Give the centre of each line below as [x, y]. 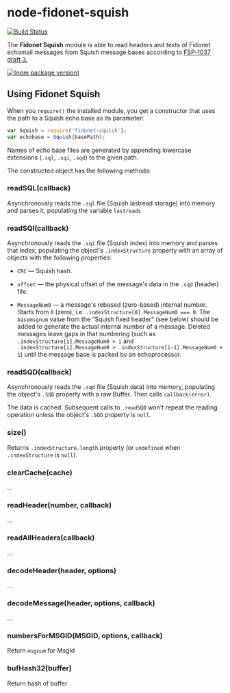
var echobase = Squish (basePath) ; [56, 137]
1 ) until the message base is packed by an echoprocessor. [99, 355]
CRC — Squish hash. [44, 271]
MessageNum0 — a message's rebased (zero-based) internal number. [112, 305]
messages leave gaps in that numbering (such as [86, 334]
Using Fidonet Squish [54, 94]
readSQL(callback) [39, 188]
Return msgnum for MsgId [41, 651]
